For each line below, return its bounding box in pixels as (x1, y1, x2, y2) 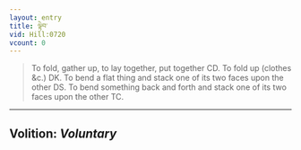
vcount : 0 (9, 38, 47, 48)
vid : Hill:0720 (9, 30, 66, 39)
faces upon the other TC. (30, 92, 125, 102)
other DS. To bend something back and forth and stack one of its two (30, 82, 287, 93)
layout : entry (9, 13, 63, 22)
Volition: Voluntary (9, 126, 117, 141)
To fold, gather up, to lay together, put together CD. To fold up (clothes (30, 63, 292, 74)
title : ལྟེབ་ (9, 22, 48, 31)
